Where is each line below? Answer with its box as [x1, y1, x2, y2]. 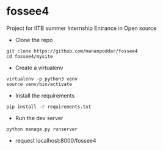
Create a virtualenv [15, 64, 63, 71]
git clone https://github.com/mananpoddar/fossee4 [6, 48, 138, 54]
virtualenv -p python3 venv [6, 76, 78, 82]
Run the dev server [15, 114, 63, 121]
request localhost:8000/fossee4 [15, 137, 96, 144]
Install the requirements [15, 91, 75, 99]
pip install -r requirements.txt [6, 104, 92, 110]
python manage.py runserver [6, 126, 78, 132]
